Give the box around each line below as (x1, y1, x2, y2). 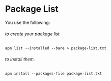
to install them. (5, 56, 35, 62)
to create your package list (5, 31, 60, 37)
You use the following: (5, 20, 50, 25)
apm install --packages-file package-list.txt (5, 71, 102, 76)
